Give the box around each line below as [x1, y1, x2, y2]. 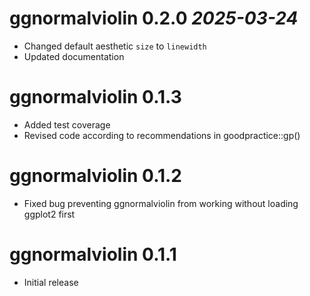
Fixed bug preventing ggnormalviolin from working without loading [23, 197, 299, 209]
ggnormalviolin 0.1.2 [9, 165, 183, 187]
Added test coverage [23, 118, 111, 131]
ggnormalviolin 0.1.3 [9, 86, 182, 109]
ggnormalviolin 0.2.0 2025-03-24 [9, 7, 299, 30]
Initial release [23, 276, 79, 288]
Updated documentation [23, 50, 125, 62]
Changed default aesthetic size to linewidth [23, 40, 207, 52]
